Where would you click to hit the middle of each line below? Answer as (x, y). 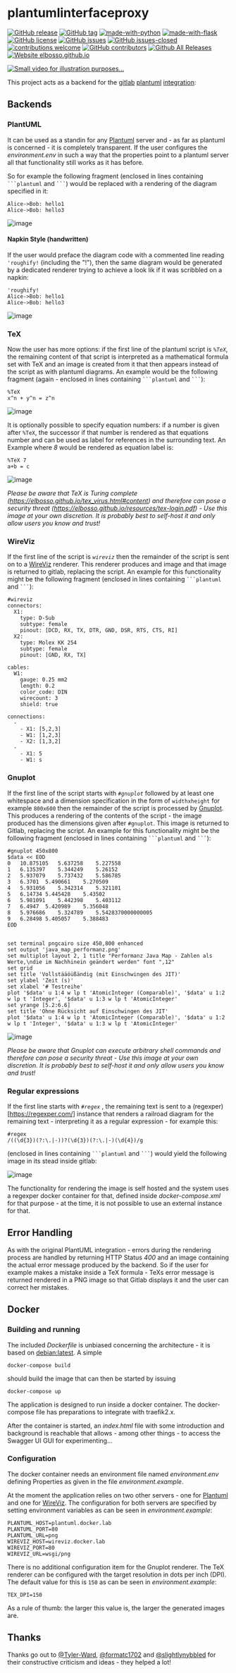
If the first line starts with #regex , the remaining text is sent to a (99, 1106)
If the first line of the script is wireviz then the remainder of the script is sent (118, 557)
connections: (26, 717)
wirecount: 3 (39, 698)
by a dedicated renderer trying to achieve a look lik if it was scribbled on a (115, 270)
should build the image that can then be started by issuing (92, 1378)
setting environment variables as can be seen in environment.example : (110, 1510)
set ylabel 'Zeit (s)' (41, 980)
